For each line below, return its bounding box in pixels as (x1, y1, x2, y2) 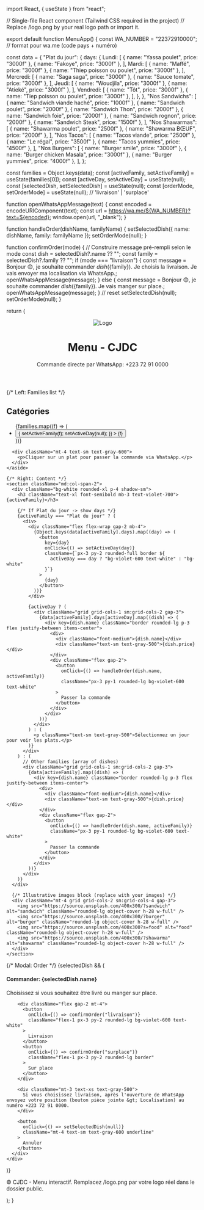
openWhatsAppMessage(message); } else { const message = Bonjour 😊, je (6, 276, 197, 283)
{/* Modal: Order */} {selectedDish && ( (6, 962, 105, 969)
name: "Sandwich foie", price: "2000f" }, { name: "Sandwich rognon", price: (6, 112, 197, 119)
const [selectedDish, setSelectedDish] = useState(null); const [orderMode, (6, 183, 194, 189)
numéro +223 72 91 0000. (6, 1102, 70, 1109)
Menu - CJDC (68, 341, 137, 355)
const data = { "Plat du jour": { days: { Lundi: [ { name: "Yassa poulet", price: (6, 54, 199, 60)
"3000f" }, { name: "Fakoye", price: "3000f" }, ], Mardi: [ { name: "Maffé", (6, 60, 191, 67)
